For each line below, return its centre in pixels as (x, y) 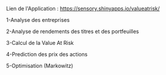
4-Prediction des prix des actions (47, 54)
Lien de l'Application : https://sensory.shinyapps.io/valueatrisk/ (83, 9)
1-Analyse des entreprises (38, 20)
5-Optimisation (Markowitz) (40, 66)
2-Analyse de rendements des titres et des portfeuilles (73, 31)
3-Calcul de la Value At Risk (40, 43)
